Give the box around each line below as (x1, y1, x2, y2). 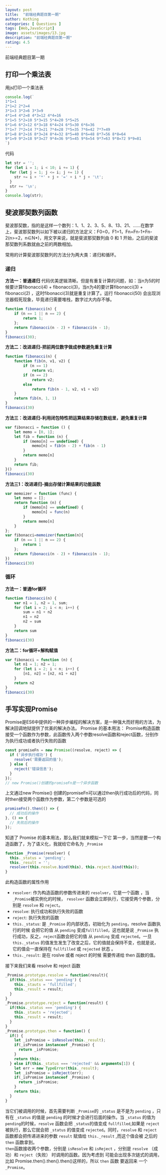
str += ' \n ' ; (9, 183, 37, 189)
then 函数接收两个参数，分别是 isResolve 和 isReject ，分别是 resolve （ (5, 1145, 154, 1151)
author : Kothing (5, 16, 39, 21)
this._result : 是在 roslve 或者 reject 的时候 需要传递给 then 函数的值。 (12, 952, 158, 958)
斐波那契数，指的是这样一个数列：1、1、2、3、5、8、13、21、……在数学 (5, 222, 154, 228)
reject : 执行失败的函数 (12, 914, 59, 920)
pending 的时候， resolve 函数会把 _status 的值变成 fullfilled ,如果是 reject (5, 1120, 160, 1126)
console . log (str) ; (5, 193, 43, 198)
